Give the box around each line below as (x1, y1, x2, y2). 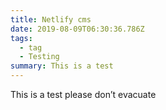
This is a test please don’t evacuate (10, 89, 157, 100)
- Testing (19, 52, 60, 62)
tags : (10, 33, 33, 43)
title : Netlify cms (10, 14, 92, 25)
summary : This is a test (10, 61, 114, 71)
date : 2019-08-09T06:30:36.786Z (10, 24, 145, 34)
